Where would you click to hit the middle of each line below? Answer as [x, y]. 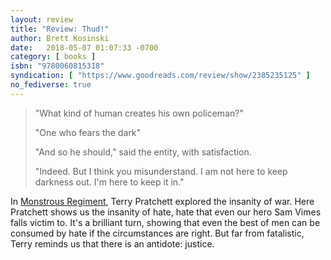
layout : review [42, 19]
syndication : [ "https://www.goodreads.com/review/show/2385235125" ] [160, 76]
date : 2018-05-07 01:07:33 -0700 [84, 47]
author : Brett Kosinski [60, 38]
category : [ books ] [53, 57]
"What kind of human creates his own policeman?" [139, 113]
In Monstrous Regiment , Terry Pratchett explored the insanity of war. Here [162, 201]
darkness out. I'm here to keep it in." [109, 182]
